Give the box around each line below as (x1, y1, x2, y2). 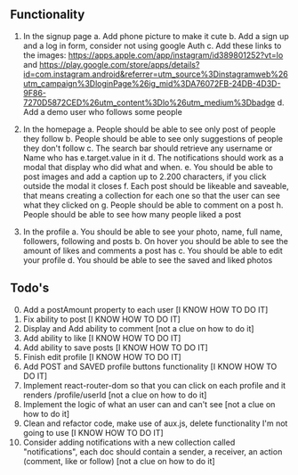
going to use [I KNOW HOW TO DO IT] (22, 427, 164, 438)
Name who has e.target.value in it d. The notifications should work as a (22, 152, 284, 163)
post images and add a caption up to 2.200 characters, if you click (22, 171, 267, 182)
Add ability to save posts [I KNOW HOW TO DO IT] (22, 342, 208, 353)
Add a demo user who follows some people (22, 106, 183, 117)
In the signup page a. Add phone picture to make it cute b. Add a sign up (22, 30, 290, 41)
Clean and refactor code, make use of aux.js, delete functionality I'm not (22, 418, 288, 429)
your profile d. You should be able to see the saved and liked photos (22, 254, 273, 266)
